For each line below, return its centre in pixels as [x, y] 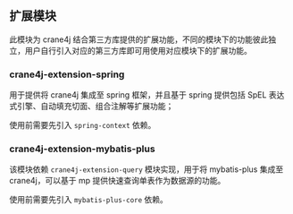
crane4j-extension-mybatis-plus [82, 149]
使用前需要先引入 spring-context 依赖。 [83, 125]
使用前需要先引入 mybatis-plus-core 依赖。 [88, 200]
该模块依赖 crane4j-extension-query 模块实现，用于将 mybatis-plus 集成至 [146, 169]
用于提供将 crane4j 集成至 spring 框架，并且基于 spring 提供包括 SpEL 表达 [147, 95]
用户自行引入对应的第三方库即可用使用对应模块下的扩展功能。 [138, 50]
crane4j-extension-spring [67, 74]
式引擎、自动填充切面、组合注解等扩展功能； [92, 107]
